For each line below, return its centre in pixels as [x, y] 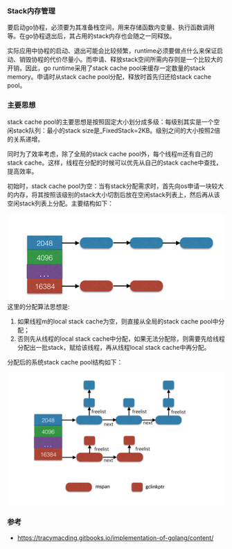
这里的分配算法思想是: [39, 307]
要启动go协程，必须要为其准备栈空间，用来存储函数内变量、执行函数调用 [111, 27]
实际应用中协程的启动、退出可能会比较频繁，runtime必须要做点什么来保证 [112, 51]
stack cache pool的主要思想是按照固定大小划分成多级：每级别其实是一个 [110, 121]
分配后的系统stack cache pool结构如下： [65, 362]
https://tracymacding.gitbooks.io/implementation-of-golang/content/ [115, 538]
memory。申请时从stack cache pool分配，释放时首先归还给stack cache [109, 77]
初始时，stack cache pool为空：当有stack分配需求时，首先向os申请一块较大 [116, 186]
